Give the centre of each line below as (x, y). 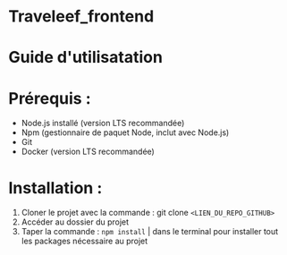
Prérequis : (50, 98)
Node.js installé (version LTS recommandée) (103, 123)
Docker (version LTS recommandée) (88, 152)
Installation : (55, 187)
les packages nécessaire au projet (84, 241)
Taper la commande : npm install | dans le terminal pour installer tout (150, 232)
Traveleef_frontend (81, 17)
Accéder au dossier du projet (75, 222)
